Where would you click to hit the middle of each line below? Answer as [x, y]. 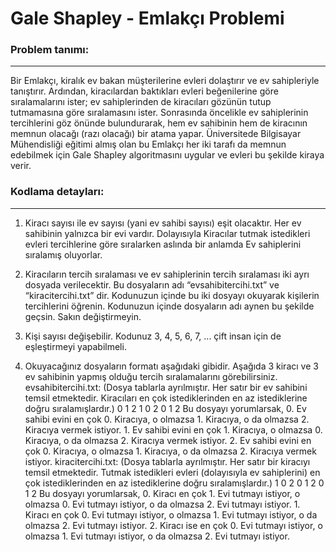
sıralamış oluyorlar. [63, 254]
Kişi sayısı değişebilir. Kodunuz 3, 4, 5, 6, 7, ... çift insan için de [153, 336]
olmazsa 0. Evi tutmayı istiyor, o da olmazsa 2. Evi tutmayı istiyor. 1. [162, 504]
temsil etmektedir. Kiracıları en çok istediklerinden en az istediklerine [166, 398]
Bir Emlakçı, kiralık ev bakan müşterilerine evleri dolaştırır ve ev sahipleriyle [165, 81]
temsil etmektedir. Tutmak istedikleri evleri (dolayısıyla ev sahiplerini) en [172, 472]
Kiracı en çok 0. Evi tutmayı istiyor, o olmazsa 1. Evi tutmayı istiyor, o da [171, 514]
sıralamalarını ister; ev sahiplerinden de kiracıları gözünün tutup [141, 102]
